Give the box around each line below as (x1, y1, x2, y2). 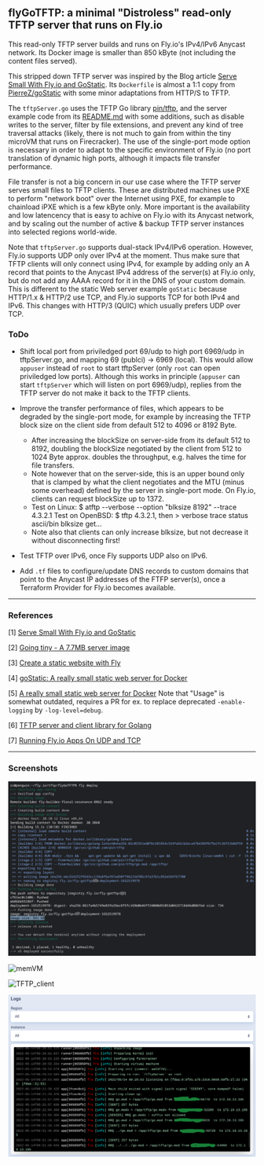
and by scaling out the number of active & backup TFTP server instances (8, 219, 245, 228)
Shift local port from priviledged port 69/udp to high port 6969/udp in (19, 347, 245, 356)
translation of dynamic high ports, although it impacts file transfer (8, 153, 221, 163)
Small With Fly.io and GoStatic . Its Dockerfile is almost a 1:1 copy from (8, 79, 236, 89)
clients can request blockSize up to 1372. (31, 494, 165, 504)
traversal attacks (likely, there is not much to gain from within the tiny (8, 128, 232, 138)
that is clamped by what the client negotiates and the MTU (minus (31, 477, 245, 487)
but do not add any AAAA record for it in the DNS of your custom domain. (8, 275, 246, 285)
